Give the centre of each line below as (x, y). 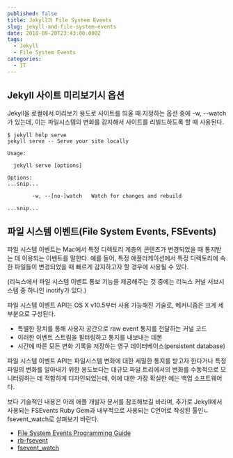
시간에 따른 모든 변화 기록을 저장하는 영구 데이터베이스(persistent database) (121, 346)
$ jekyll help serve (37, 135)
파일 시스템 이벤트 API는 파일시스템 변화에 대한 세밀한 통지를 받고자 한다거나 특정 (117, 361)
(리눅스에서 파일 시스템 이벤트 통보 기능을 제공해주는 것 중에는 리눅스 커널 (107, 282)
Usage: (17, 154)
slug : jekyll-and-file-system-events (62, 26)
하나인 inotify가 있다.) (57, 290)
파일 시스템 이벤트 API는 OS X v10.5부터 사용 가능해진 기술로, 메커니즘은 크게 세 (115, 305)
